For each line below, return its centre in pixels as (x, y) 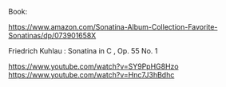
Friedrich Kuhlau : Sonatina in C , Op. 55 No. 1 (83, 51)
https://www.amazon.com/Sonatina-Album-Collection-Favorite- (113, 27)
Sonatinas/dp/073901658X (52, 36)
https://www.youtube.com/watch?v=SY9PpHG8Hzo (93, 66)
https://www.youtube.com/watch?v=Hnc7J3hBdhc (91, 75)
